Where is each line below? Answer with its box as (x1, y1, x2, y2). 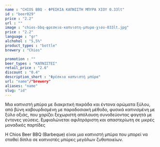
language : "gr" (5, 34, 38, 39)
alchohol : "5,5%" (5, 39, 42, 44)
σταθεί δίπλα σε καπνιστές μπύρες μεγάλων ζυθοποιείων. (5, 136, 123, 142)
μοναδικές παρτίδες (5, 122, 46, 128)
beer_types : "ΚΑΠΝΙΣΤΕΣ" (5, 61, 57, 66)
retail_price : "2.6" (5, 65, 49, 70)
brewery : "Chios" (5, 48, 42, 52)
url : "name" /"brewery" (5, 79, 51, 84)
